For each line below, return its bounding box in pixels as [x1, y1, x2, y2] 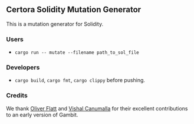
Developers [6, 63, 40, 71]
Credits [6, 92, 28, 100]
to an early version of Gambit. [6, 111, 78, 118]
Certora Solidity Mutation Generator [6, 5, 142, 15]
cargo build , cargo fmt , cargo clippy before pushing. [14, 77, 146, 84]
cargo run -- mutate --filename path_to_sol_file [14, 50, 140, 56]
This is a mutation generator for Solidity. [6, 20, 104, 27]
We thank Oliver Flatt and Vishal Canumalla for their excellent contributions [6, 105, 188, 112]
